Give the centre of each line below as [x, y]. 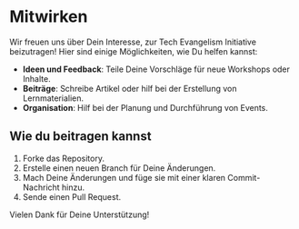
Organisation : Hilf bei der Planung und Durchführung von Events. [145, 107]
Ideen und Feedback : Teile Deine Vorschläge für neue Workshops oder [156, 69]
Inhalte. [37, 78]
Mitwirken [49, 17]
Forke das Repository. [63, 158]
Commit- [244, 177]
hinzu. [74, 187]
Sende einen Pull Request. [72, 196]
